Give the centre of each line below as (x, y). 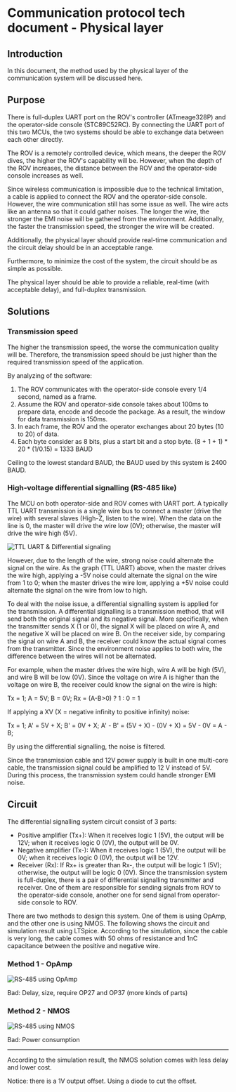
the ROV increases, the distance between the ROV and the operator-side (112, 168)
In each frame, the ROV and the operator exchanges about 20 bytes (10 (121, 426)
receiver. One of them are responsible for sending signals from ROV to (119, 887)
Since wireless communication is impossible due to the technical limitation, (116, 189)
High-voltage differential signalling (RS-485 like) (92, 488)
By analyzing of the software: (50, 375)
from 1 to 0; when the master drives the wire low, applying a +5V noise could (118, 583)
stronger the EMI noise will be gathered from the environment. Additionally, (116, 218)
